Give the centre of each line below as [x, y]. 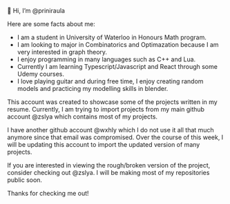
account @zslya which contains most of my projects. [82, 116]
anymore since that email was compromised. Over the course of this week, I [115, 137]
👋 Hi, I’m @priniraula [36, 11]
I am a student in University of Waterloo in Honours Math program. [112, 37]
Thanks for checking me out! [48, 193]
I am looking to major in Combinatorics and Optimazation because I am [118, 44]
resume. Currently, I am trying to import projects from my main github [106, 109]
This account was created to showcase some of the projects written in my [112, 102]
